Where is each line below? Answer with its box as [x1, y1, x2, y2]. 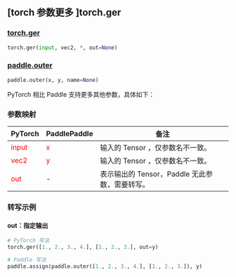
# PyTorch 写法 [7, 237, 50, 244]
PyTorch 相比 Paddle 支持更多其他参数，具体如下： [7, 90, 155, 98]
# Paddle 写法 [7, 256, 47, 263]
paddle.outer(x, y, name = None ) [7, 76, 99, 83]
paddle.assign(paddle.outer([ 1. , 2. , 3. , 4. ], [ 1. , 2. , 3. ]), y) [7, 262, 202, 270]
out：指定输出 [7, 221, 48, 229]
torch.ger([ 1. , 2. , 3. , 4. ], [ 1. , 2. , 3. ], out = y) [7, 244, 159, 251]
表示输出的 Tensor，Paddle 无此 [100, 169, 206, 179]
